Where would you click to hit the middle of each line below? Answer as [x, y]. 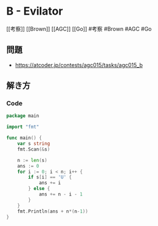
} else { [39, 189]
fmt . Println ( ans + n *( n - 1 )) [53, 211]
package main [23, 116]
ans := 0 [28, 166]
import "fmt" [23, 127]
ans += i [50, 183]
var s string [34, 144]
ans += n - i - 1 [61, 194]
